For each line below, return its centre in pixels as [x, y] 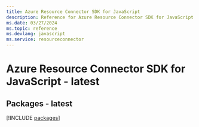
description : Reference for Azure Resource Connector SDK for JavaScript [100, 17]
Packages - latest [39, 103]
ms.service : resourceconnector [45, 39]
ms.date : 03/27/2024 [32, 23]
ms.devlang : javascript [36, 34]
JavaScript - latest [53, 82]
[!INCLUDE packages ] [33, 118]
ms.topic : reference [32, 28]
